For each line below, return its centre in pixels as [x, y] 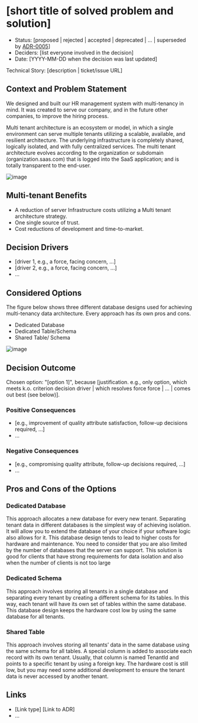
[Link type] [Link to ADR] [45, 709]
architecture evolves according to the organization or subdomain [85, 153]
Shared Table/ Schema [43, 338]
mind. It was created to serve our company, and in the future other [87, 110]
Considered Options [44, 293]
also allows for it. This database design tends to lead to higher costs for [93, 538]
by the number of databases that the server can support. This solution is [94, 550]
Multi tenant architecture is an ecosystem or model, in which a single [90, 127]
